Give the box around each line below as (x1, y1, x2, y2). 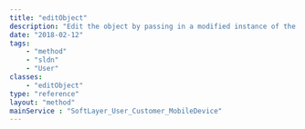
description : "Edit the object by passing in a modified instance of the (9, 22, 297, 31)
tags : (9, 38, 30, 48)
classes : (9, 73, 43, 82)
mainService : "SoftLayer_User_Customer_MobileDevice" (9, 106, 223, 115)
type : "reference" (9, 89, 79, 98)
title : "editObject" (9, 13, 89, 23)
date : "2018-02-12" (9, 30, 84, 39)
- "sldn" (26, 55, 59, 64)
